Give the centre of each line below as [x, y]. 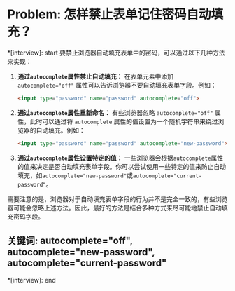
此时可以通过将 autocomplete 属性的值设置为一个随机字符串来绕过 [124, 121]
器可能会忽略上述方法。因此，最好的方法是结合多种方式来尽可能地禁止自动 [114, 208]
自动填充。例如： [60, 130]
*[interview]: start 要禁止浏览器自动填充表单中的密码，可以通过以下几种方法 [116, 53]
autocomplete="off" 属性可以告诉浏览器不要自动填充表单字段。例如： [117, 85]
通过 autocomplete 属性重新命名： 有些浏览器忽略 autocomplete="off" [115, 112]
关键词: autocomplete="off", [70, 241]
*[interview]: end [31, 280]
